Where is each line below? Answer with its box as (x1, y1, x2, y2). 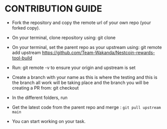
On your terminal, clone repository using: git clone (12, 34, 116, 40)
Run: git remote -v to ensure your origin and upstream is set (12, 64, 136, 70)
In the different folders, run (12, 94, 68, 100)
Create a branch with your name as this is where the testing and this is (12, 74, 157, 80)
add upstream (12, 49, 41, 55)
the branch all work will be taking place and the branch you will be (12, 79, 149, 85)
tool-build (12, 54, 33, 60)
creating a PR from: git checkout (12, 84, 79, 90)
